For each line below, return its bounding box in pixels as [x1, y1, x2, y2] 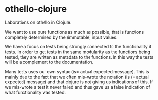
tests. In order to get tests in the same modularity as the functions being [5, 49, 151, 55]
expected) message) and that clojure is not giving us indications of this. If [5, 79, 153, 85]
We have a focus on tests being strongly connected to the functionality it [5, 43, 152, 49]
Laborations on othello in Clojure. [5, 20, 72, 25]
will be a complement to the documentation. [5, 59, 94, 65]
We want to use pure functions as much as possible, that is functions [5, 29, 144, 35]
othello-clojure [5, 3, 67, 15]
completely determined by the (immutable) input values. [5, 34, 118, 40]
